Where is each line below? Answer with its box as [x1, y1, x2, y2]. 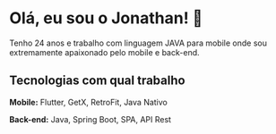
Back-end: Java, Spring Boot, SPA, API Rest [9, 113, 172, 124]
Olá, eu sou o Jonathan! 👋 [9, 8, 203, 29]
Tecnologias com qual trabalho [9, 73, 185, 88]
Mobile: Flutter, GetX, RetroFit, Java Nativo [9, 96, 168, 107]
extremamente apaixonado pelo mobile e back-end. [9, 46, 200, 57]
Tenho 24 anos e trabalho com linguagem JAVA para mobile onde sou [9, 38, 267, 48]
